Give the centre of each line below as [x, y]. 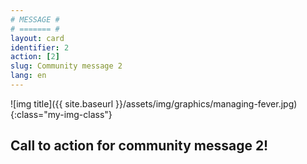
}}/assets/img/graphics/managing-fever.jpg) [206, 103]
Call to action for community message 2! [139, 146]
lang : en [28, 76]
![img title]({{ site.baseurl [62, 103]
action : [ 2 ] [35, 57]
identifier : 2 [40, 47]
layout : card [37, 38]
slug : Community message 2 [66, 66]
